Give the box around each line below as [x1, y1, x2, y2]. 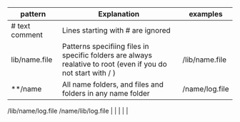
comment [11, 30, 43, 40]
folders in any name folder [61, 89, 150, 98]
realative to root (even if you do [61, 60, 167, 69]
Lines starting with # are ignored [61, 26, 171, 35]
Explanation [98, 9, 140, 18]
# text [11, 21, 31, 30]
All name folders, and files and [61, 79, 164, 89]
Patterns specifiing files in [61, 42, 149, 51]
